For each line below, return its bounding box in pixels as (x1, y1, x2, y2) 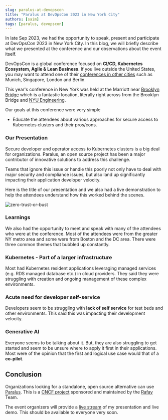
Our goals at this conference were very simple (5, 107, 101, 113)
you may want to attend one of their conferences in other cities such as (5, 71, 153, 78)
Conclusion (5, 370, 42, 379)
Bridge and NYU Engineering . (5, 97, 66, 103)
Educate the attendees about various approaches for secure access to (12, 116, 158, 123)
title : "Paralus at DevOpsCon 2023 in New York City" (5, 12, 120, 17)
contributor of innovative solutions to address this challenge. (5, 156, 130, 162)
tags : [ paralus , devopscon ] (5, 21, 64, 27)
